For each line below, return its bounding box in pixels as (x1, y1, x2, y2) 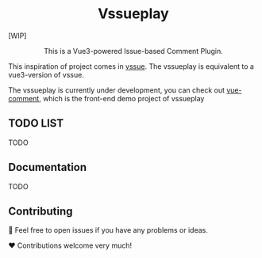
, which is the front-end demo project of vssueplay (38, 93, 205, 103)
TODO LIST (8, 116, 64, 131)
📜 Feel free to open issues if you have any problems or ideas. (8, 226, 208, 235)
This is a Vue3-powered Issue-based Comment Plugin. (43, 46, 224, 55)
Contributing (8, 204, 73, 218)
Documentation (8, 161, 87, 174)
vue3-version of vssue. (8, 70, 85, 79)
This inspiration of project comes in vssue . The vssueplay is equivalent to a (8, 61, 254, 71)
